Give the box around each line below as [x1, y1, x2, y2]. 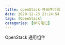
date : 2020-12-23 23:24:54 [5, 12, 60, 16]
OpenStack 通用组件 [5, 34, 46, 40]
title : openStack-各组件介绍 [5, 7, 61, 12]
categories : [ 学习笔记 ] [5, 20, 50, 26]
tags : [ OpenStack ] [5, 16, 42, 21]
